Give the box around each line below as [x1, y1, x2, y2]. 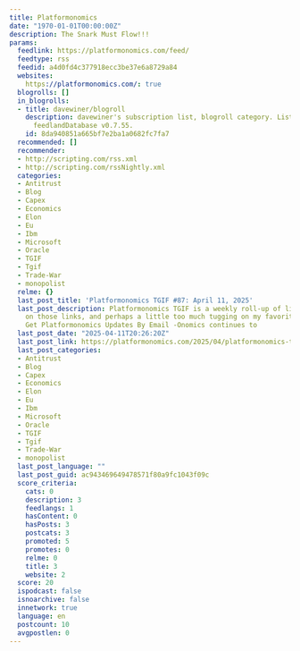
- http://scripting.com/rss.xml [17, 154, 138, 164]
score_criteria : [17, 478, 78, 487]
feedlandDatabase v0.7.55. [32, 122, 134, 131]
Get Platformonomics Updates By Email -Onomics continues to [25, 321, 257, 330]
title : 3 [25, 562, 58, 571]
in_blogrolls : [17, 96, 70, 106]
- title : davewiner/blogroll [17, 105, 126, 114]
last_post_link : [17, 337, 78, 346]
